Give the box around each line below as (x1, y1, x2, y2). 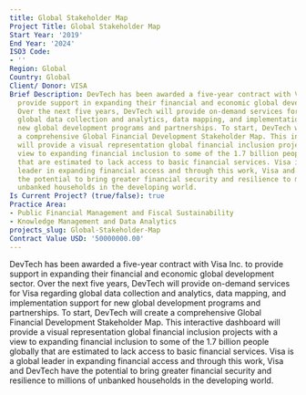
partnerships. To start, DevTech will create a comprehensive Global (9, 307, 262, 318)
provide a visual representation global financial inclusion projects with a (9, 327, 278, 338)
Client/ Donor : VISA (9, 81, 88, 90)
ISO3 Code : (9, 47, 51, 57)
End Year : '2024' (9, 38, 76, 48)
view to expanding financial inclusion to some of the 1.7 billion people (9, 337, 270, 348)
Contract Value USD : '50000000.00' (9, 234, 145, 243)
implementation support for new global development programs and (9, 297, 261, 308)
